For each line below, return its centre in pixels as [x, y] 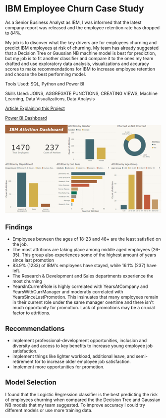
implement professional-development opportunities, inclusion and [80, 341]
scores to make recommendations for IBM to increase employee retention [80, 69]
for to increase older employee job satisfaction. [83, 362]
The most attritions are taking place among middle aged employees [81, 250]
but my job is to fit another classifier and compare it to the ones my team [79, 58]
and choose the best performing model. [46, 74]
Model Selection [31, 383]
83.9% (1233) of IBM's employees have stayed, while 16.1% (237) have [84, 266]
